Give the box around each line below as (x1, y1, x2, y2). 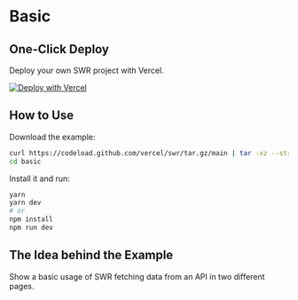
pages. (9, 280, 35, 291)
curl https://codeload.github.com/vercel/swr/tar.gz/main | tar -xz (9, 148, 268, 157)
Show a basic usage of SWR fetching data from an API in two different (9, 271, 265, 281)
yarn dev (9, 198, 42, 208)
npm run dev (9, 224, 53, 233)
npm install (9, 215, 53, 224)
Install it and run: (9, 173, 71, 184)
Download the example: (9, 131, 96, 142)
